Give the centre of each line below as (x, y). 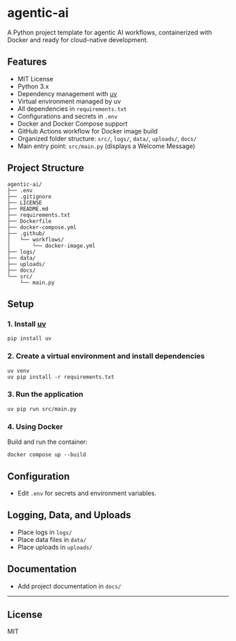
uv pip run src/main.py (42, 409)
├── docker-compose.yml (42, 227)
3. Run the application (45, 395)
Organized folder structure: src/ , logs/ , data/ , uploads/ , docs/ (107, 138)
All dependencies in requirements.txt (72, 108)
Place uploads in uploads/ (55, 547)
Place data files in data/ (52, 539)
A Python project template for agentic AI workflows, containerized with (110, 32)
